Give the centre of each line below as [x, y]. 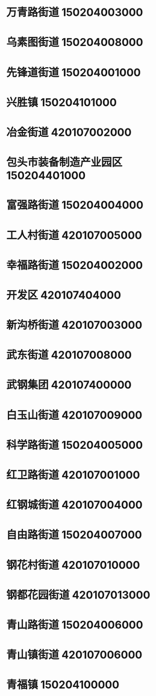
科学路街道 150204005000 [75, 445]
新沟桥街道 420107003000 [74, 325]
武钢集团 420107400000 [69, 385]
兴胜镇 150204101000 [62, 102]
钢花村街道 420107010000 [73, 565]
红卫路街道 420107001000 [73, 475]
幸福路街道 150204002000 [75, 265]
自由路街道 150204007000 [74, 535]
